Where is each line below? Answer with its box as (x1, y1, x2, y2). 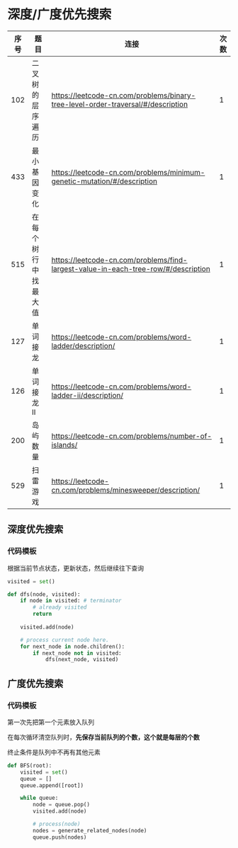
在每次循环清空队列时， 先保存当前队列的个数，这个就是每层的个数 (7, 733, 200, 741)
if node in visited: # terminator (20, 597, 122, 605)
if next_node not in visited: (33, 649, 122, 657)
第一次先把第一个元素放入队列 (7, 718, 94, 726)
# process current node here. (20, 636, 110, 643)
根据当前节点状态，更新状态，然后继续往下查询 (7, 563, 144, 572)
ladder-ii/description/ (51, 390, 124, 400)
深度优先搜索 (7, 523, 64, 535)
